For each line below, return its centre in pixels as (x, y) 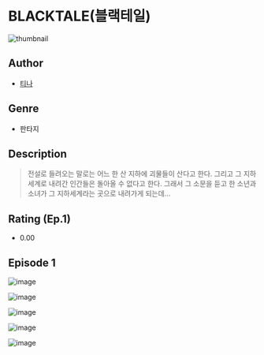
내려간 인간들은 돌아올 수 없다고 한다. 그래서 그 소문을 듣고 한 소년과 (152, 184)
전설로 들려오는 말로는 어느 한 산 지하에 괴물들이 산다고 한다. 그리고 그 (134, 174)
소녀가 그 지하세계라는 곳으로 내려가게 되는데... (99, 193)
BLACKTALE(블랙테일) (80, 16)
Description (37, 153)
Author (26, 64)
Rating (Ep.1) (39, 219)
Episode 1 (32, 262)
